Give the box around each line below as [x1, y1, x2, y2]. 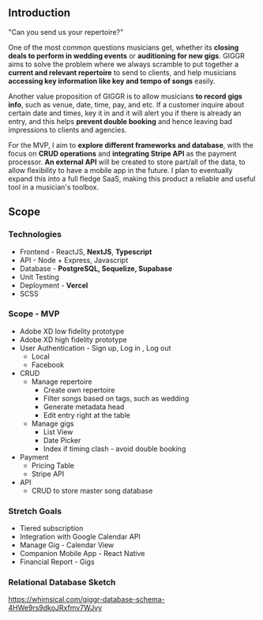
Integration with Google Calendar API [19, 532, 141, 542]
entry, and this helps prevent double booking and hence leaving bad [8, 116, 233, 126]
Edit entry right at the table [43, 410, 130, 419]
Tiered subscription [19, 524, 84, 533]
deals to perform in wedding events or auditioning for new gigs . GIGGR [8, 51, 245, 60]
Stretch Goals [8, 505, 62, 517]
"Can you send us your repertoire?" [8, 27, 124, 36]
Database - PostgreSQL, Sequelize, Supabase [19, 264, 173, 273]
